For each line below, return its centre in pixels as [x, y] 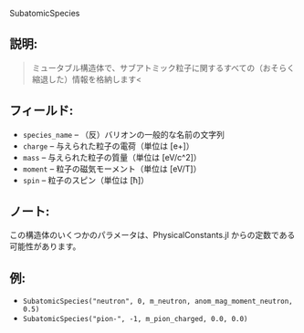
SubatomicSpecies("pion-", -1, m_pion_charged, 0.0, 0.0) [135, 319]
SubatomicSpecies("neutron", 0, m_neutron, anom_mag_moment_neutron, [158, 302]
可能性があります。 [45, 246]
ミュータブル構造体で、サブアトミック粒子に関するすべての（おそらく [163, 68]
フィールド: [42, 111]
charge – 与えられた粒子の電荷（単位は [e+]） [108, 146]
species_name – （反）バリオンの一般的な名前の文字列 [124, 134]
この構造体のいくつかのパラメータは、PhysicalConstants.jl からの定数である [152, 235]
